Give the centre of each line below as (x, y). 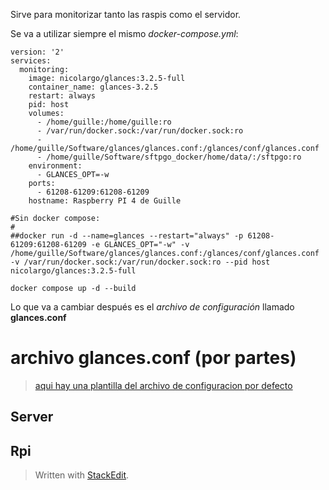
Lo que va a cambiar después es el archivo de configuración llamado (152, 307)
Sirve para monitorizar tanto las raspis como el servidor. (126, 14)
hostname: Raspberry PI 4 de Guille (105, 201)
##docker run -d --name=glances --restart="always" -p (127, 236)
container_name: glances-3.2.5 (93, 87)
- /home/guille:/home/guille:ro (104, 122)
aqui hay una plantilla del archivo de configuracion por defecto (163, 385)
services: (31, 61)
